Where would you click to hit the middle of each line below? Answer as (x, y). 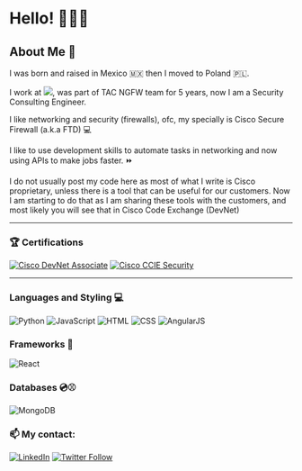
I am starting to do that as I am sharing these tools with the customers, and (148, 200)
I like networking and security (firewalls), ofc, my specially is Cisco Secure (147, 119)
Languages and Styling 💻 (67, 298)
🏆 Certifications (46, 242)
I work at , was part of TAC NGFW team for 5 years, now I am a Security (147, 92)
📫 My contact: (43, 434)
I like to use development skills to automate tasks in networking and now (143, 150)
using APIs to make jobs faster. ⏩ (71, 160)
